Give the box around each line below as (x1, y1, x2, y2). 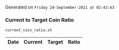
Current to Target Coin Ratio (5, 16, 74, 23)
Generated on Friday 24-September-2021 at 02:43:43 (5, 4, 115, 10)
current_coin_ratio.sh (5, 28, 52, 33)
